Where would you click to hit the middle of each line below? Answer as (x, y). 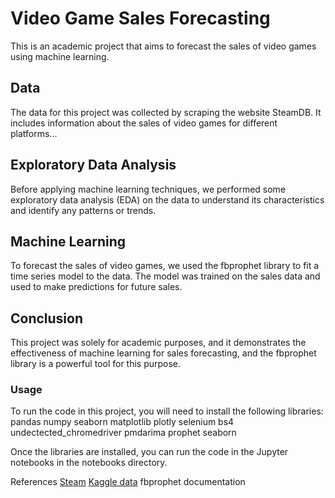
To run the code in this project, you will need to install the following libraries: (167, 411)
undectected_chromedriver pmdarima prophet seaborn (123, 433)
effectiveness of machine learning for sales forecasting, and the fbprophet (163, 353)
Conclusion (47, 318)
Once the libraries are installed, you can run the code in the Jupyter (149, 452)
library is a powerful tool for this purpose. (96, 364)
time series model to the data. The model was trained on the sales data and (165, 276)
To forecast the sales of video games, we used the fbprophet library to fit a (165, 266)
